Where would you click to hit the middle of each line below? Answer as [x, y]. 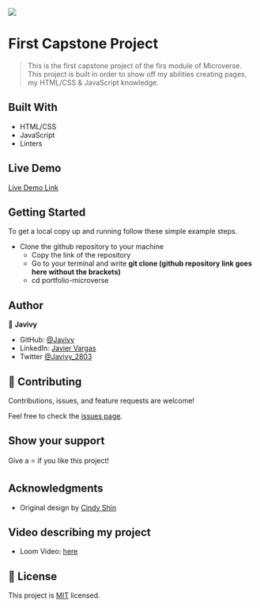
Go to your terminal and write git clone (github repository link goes [142, 264]
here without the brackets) [76, 272]
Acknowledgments [56, 489]
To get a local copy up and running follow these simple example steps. [123, 231]
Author [26, 305]
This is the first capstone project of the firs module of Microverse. [135, 65]
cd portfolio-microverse [70, 281]
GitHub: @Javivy [47, 340]
